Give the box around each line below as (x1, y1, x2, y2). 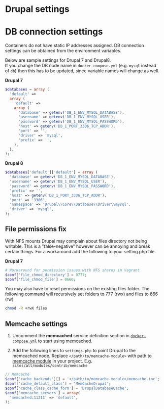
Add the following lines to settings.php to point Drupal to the (12, 348, 136, 354)
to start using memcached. (37, 338, 93, 344)
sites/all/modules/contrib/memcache (12, 364, 88, 368)
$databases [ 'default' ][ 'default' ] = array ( (5, 170, 98, 175)
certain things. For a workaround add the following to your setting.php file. (5, 248, 156, 254)
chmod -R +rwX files (5, 306, 48, 311)
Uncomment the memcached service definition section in (12, 333, 130, 339)
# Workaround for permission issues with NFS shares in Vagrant (5, 268, 140, 273)
